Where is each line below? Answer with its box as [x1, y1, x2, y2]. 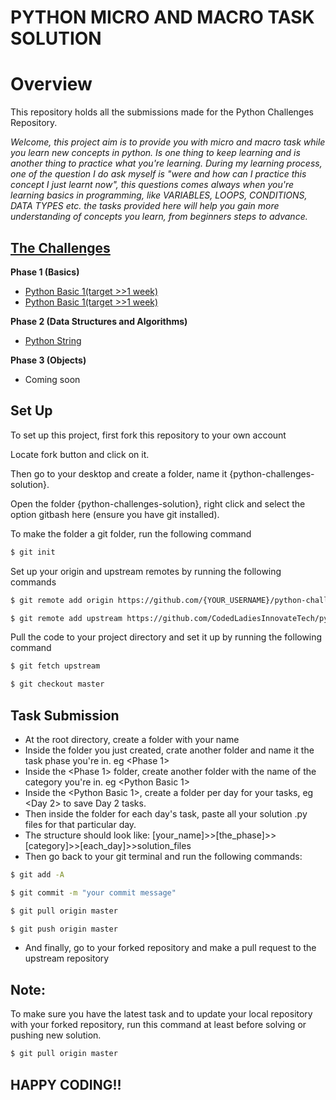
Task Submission [10, 707, 120, 724]
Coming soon [24, 373, 81, 385]
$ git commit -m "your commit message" [10, 887, 177, 898]
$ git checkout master [10, 679, 105, 690]
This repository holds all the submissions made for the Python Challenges [10, 106, 314, 118]
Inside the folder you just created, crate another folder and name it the [24, 744, 315, 756]
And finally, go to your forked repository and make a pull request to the [24, 942, 317, 954]
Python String [24, 334, 82, 346]
